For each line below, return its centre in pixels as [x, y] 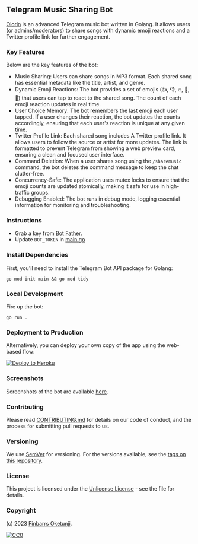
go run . [17, 317]
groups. [40, 193]
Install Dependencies [37, 255]
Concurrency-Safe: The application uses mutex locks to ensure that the [102, 180]
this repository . [25, 461]
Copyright [21, 511]
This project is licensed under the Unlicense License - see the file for [90, 489]
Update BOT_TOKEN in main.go [50, 240]
